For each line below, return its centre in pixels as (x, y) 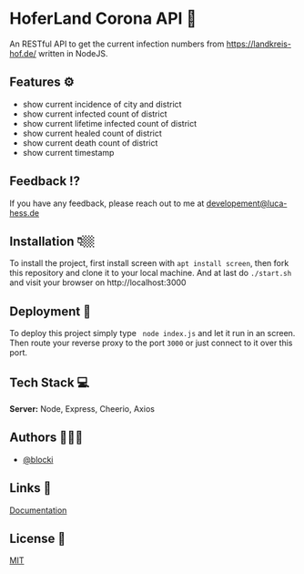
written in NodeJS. (73, 53)
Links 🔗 (30, 488)
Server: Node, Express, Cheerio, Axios (82, 409)
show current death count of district (90, 143)
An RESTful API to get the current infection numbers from (117, 44)
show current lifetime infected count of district (110, 123)
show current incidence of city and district (102, 104)
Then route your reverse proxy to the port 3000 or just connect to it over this (151, 343)
